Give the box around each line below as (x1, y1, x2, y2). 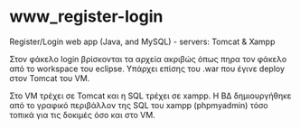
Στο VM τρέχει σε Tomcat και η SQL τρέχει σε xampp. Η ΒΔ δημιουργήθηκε (9, 90, 292, 101)
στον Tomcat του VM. (9, 72, 90, 83)
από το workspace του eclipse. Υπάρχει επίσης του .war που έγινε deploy (9, 63, 286, 74)
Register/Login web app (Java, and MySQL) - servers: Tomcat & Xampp (9, 36, 276, 47)
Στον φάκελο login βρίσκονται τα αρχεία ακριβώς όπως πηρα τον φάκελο (9, 53, 287, 64)
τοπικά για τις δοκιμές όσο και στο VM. (9, 109, 155, 120)
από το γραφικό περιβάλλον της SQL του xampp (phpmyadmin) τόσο (9, 99, 268, 110)
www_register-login (9, 6, 164, 27)
